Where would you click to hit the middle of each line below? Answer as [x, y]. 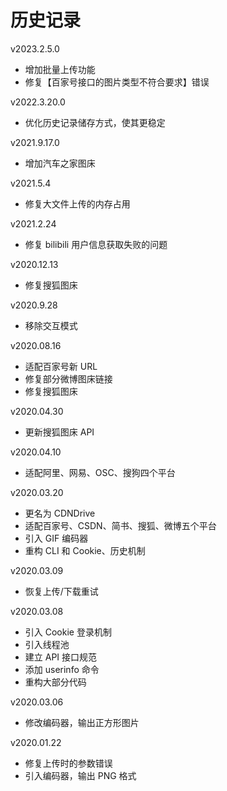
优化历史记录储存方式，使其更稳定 [95, 122]
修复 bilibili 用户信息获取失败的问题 [96, 244]
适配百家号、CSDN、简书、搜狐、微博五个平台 [120, 525]
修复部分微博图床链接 [68, 378]
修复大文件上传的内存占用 [77, 203]
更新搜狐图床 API [59, 432]
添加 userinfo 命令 [62, 669]
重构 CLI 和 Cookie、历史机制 [85, 550]
